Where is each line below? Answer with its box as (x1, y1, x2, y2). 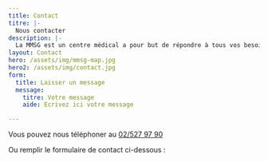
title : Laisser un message (15, 78, 105, 86)
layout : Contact (8, 49, 62, 57)
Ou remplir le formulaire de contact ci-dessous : (8, 145, 166, 155)
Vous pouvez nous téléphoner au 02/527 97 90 (8, 129, 164, 140)
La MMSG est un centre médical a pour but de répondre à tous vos (15, 41, 241, 49)
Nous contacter (15, 26, 66, 34)
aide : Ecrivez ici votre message (22, 101, 134, 109)
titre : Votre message (22, 93, 94, 101)
